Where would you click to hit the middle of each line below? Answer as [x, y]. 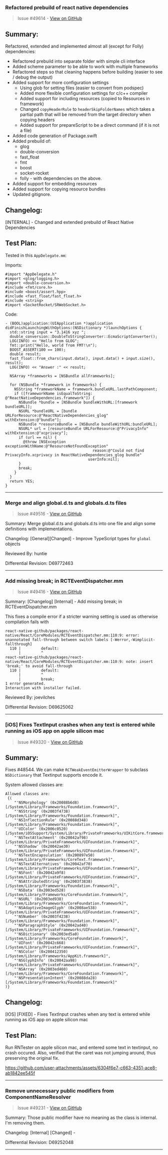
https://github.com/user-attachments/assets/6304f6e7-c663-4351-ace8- [81, 1068]
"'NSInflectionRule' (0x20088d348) [51, 820]
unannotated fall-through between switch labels [57, 640]
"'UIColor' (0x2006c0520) [41, 829]
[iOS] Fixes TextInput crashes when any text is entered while [80, 725]
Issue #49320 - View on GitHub [50, 742]
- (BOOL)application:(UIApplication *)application [59, 323]
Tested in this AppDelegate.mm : [36, 255]
